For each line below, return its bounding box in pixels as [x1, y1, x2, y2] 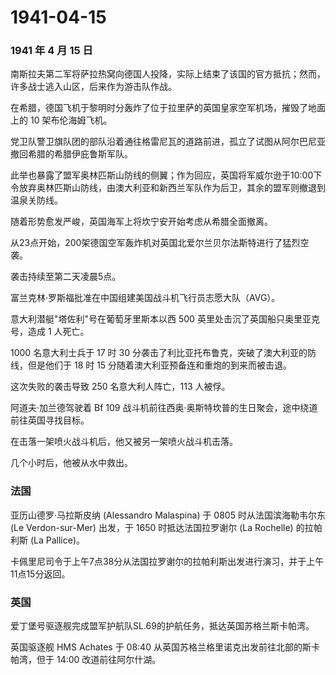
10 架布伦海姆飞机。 [29, 114, 113, 126]
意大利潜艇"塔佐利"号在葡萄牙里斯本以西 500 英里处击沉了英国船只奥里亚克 [10, 313, 320, 325]
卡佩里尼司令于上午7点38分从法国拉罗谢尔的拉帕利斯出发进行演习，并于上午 [10, 555, 325, 567]
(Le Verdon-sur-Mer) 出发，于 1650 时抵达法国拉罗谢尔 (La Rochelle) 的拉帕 [10, 521, 323, 533]
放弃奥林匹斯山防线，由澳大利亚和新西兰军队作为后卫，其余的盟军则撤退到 [18, 182, 326, 194]
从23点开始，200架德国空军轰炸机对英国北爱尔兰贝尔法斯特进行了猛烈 [10, 237, 301, 249]
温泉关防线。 [10, 194, 63, 206]
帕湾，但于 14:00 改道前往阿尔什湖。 [10, 654, 162, 666]
